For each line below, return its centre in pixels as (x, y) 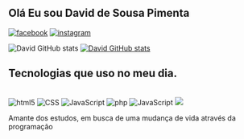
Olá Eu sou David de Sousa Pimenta (99, 13)
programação (31, 126)
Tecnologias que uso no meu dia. (93, 74)
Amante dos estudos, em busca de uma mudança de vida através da (122, 118)
